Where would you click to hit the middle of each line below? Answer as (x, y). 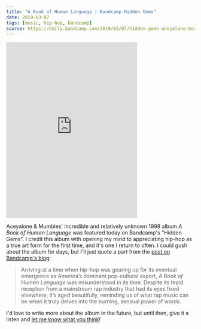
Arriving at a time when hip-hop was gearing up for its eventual (99, 270)
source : (16, 28)
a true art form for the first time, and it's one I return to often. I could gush (97, 245)
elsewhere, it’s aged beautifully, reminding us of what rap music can (105, 295)
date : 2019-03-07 (28, 17)
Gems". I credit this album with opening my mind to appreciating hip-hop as (99, 239)
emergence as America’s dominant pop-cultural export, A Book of (102, 276)
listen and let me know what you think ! (54, 319)
